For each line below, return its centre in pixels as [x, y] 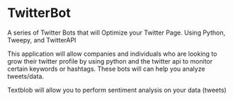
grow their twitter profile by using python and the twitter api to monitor [110, 61]
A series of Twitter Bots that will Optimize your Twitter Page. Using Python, [116, 32]
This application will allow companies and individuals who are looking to [112, 54]
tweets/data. [26, 76]
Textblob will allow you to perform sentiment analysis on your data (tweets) [117, 90]
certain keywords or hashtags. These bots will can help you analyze [106, 69]
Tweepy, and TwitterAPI [42, 40]
